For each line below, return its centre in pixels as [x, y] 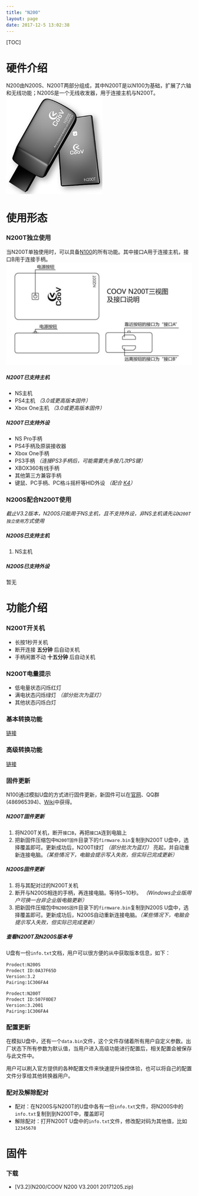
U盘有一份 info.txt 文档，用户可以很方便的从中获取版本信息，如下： [88, 953]
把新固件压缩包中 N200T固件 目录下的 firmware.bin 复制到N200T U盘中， [99, 840]
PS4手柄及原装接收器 [40, 446]
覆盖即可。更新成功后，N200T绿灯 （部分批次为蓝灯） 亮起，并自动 [102, 847]
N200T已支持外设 [28, 423]
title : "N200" [24, 12]
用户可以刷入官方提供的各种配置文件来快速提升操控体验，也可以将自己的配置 [99, 1068]
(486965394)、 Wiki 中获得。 [41, 802]
